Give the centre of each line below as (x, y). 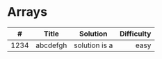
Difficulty (135, 34)
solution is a (94, 45)
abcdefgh (51, 45)
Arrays (27, 12)
